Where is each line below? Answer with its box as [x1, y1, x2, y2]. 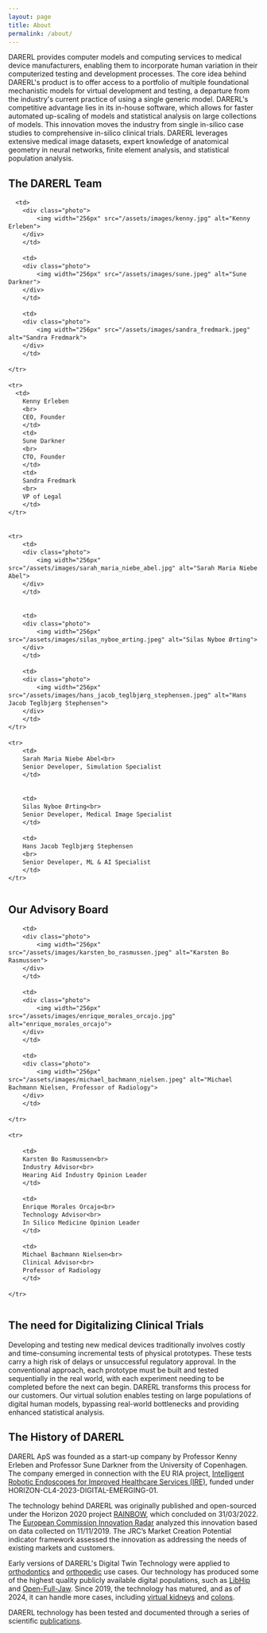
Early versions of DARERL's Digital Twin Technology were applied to [8, 1558, 230, 1568]
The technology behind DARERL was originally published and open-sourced [8, 1500, 257, 1510]
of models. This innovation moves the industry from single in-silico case [8, 120, 244, 130]
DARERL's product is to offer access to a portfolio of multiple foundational [8, 78, 249, 87]
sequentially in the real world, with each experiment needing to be [8, 1373, 225, 1383]
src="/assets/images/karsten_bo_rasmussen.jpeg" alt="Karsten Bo [8, 949, 229, 957]
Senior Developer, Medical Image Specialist [22, 811, 172, 818]
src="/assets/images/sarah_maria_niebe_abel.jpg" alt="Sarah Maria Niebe [8, 564, 258, 572]
